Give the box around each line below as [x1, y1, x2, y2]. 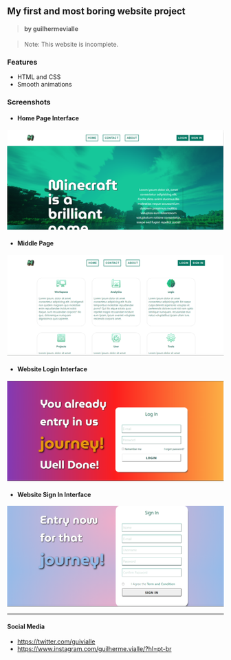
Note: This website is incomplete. [23, 40, 119, 48]
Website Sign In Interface [16, 490, 91, 498]
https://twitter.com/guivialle [16, 637, 96, 646]
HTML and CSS [16, 72, 61, 81]
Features [7, 57, 38, 67]
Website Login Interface [16, 364, 88, 373]
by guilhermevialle [23, 24, 79, 33]
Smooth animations [16, 80, 72, 88]
